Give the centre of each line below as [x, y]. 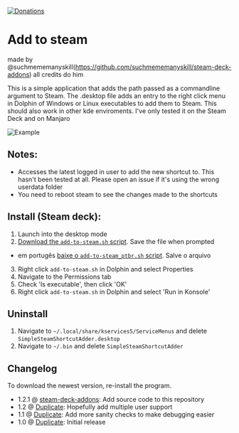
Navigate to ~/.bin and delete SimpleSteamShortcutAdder [100, 346]
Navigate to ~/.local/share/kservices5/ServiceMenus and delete [112, 331]
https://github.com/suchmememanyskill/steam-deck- [153, 67]
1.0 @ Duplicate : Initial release [62, 422]
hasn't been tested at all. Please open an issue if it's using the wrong [118, 179]
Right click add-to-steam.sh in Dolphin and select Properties [105, 269]
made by [20, 59]
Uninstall [28, 314]
